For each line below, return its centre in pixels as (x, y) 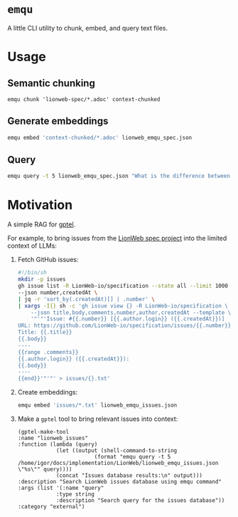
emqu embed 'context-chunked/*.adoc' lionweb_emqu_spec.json (100, 137)
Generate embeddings (58, 121)
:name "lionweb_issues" (53, 438)
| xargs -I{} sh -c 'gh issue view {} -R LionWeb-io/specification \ (123, 305)
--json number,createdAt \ (58, 292)
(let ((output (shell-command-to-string (117, 451)
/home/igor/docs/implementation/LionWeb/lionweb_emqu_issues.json (118, 463)
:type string (75, 494)
